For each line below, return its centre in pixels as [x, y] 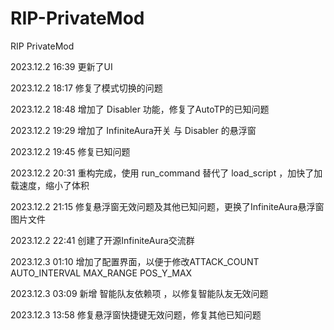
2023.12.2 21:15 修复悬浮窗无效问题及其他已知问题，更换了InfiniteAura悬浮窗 [167, 206]
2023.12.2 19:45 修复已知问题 [70, 151]
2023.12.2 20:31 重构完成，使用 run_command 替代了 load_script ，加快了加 [166, 173]
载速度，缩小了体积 [50, 185]
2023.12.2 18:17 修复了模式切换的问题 [86, 88]
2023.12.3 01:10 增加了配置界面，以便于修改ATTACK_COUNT [135, 261]
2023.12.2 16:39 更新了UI [61, 66]
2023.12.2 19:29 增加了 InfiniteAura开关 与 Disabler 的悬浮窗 [133, 130]
